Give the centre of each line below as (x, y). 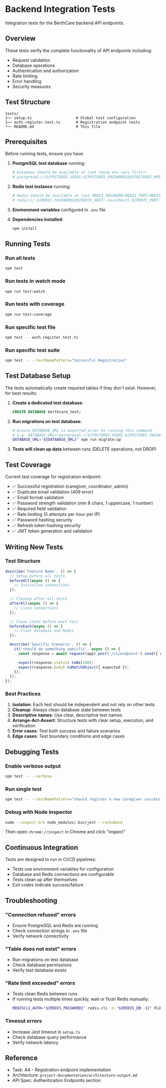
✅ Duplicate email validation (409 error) (53, 492)
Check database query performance (49, 1037)
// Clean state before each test (44, 622)
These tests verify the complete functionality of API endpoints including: (79, 50)
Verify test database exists (39, 970)
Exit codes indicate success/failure (48, 885)
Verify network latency (35, 1042)
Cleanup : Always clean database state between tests (66, 710)
